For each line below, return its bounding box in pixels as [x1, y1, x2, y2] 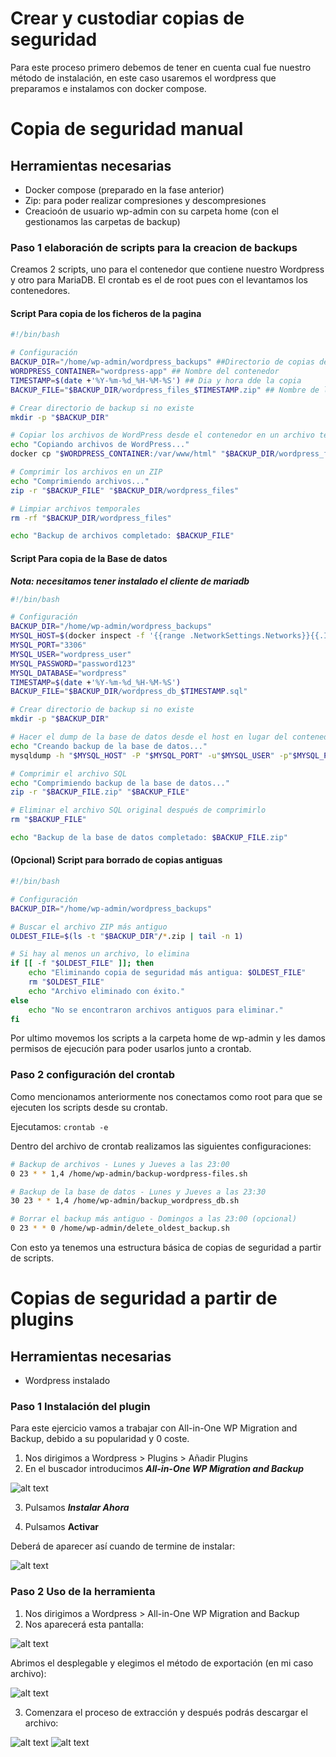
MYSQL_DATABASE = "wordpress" [10, 668, 128, 678]
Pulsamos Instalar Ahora [24, 1502, 130, 1514]
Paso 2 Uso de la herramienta [10, 1585, 156, 1599]
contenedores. [10, 285, 71, 297]
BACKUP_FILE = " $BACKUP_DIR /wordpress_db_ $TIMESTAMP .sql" [10, 687, 248, 697]
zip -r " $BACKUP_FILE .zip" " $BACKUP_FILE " [10, 787, 190, 797]
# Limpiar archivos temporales [10, 503, 141, 514]
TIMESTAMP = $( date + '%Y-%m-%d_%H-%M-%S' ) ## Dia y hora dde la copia [10, 375, 302, 386]
